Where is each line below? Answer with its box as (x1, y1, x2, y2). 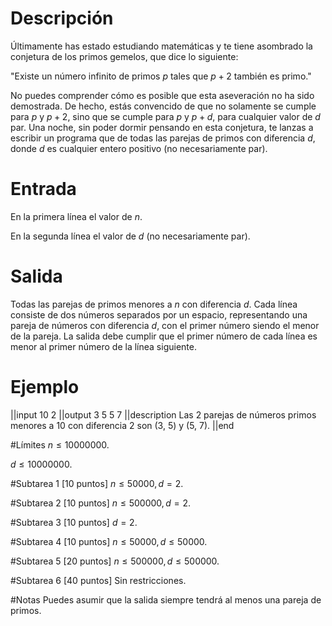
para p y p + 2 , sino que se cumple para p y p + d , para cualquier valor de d (10, 110, 321, 122)
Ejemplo (10, 376, 80, 398)
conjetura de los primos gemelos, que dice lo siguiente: (10, 50, 239, 62)
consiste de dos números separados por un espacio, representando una (10, 308, 308, 321)
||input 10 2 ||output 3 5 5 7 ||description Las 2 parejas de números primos (10, 408, 317, 421)
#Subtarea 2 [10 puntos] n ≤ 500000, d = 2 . (10, 497, 191, 509)
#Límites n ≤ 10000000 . (10, 438, 110, 451)
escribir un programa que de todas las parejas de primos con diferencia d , (10, 132, 316, 144)
